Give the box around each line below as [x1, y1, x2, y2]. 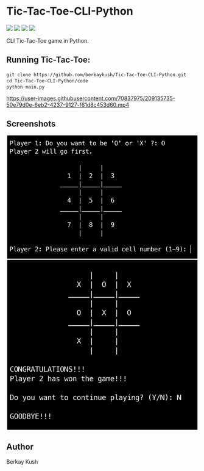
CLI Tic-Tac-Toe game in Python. [6, 37, 90, 44]
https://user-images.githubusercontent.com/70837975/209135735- [6, 95, 175, 102]
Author [6, 442, 33, 452]
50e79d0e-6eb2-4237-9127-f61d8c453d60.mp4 [6, 101, 130, 108]
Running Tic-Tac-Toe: [6, 55, 91, 65]
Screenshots [6, 119, 56, 129]
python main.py [6, 84, 45, 90]
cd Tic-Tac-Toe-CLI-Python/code [6, 77, 88, 84]
